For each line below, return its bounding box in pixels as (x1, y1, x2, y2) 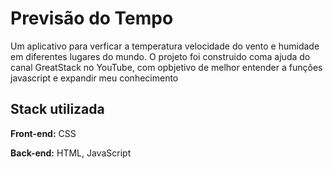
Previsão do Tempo (10, 7, 174, 30)
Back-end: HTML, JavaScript (10, 147, 132, 159)
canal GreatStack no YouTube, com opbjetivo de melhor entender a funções (10, 61, 323, 73)
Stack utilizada (10, 101, 105, 118)
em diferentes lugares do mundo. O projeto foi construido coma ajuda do (10, 50, 311, 62)
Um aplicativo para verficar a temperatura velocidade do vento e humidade (10, 40, 320, 52)
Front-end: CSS (10, 127, 77, 139)
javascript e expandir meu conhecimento (10, 72, 179, 84)
